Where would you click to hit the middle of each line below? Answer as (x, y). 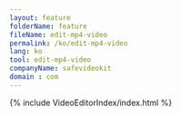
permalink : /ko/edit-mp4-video (69, 43)
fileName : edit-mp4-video (58, 34)
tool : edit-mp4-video (50, 60)
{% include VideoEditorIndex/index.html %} (91, 102)
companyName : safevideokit (60, 69)
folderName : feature (49, 26)
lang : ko (26, 52)
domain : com (34, 77)
